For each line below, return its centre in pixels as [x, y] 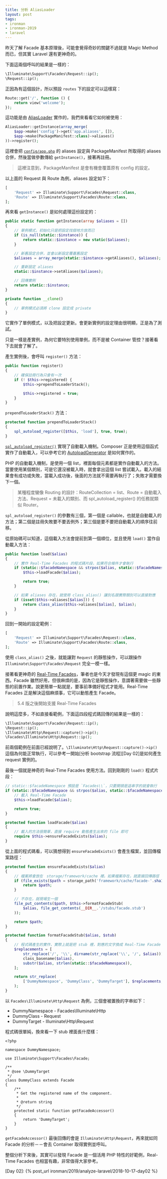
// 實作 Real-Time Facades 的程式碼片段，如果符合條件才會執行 [74, 563]
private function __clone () [34, 299]
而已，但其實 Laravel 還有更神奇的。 [42, 54]
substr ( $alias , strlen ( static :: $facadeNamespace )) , [78, 963]
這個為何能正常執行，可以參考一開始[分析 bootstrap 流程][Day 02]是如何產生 [83, 754]
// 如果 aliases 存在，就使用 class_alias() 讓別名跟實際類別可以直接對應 [85, 595]
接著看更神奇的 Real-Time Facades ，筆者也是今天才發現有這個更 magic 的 [81, 674]
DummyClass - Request [37, 1016]
